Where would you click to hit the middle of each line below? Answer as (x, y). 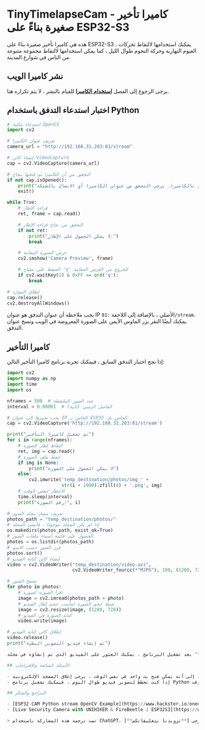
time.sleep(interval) (45, 497)
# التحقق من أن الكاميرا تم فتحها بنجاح (49, 174)
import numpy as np (32, 379)
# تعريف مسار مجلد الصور (35, 513)
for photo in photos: (34, 587)
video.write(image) (43, 621)
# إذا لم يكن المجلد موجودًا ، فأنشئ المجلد (53, 525)
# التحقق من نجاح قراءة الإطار (50, 225)
